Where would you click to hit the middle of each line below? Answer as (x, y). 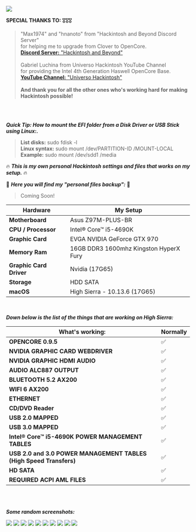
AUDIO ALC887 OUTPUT (44, 370)
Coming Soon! (37, 196)
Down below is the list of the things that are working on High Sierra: (90, 317)
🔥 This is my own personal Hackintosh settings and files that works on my (98, 166)
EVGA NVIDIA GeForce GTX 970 (114, 239)
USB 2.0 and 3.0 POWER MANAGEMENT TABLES (78, 453)
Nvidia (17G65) (92, 269)
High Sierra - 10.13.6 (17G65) (113, 291)
